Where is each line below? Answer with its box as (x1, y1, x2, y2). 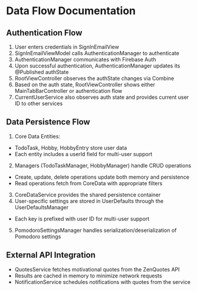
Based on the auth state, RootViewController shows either (14, 81, 155, 88)
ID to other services (14, 100, 63, 107)
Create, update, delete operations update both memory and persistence (14, 173, 190, 180)
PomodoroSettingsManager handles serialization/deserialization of (14, 227, 177, 234)
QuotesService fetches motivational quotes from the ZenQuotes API (14, 266, 180, 273)
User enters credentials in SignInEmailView (14, 43, 119, 50)
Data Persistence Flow (6, 117, 90, 127)
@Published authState (14, 69, 69, 75)
